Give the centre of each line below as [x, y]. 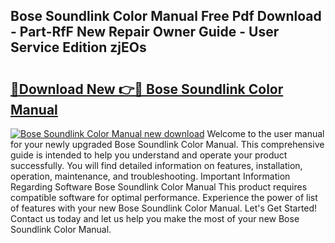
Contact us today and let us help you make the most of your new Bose [155, 218]
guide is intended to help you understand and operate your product [149, 155]
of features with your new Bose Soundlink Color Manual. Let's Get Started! [164, 208]
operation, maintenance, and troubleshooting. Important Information [150, 176]
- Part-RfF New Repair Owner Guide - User [145, 32]
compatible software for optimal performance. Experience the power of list [164, 197]
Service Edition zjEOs [78, 47]
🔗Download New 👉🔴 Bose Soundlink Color [147, 89]
